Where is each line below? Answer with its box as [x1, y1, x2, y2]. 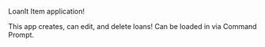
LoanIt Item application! [8, 7, 85, 16]
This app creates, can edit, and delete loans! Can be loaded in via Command [8, 22, 257, 31]
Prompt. [8, 31, 34, 39]
